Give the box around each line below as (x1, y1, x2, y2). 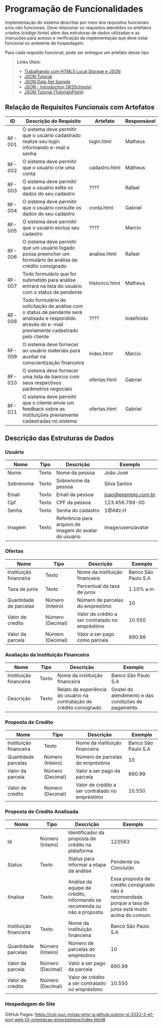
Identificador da (68, 829, 105, 836)
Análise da (68, 878, 92, 885)
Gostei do (111, 686, 133, 693)
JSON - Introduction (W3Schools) (24, 84, 92, 89)
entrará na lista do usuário (22, 283, 82, 289)
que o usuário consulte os (22, 204, 81, 211)
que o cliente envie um (22, 399, 74, 406)
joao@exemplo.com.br (104, 491, 156, 498)
